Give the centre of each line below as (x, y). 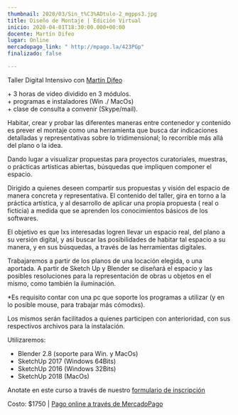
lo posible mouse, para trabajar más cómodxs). (76, 304)
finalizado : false (34, 54)
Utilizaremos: (27, 340)
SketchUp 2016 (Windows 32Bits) (67, 368)
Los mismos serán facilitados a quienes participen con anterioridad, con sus (119, 318)
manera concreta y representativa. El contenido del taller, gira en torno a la (117, 195)
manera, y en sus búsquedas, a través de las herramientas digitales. (107, 247)
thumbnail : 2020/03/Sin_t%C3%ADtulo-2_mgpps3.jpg (82, 14)
